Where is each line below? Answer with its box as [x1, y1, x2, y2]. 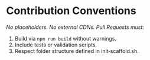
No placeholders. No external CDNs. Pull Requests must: [6, 24, 145, 31]
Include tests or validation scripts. [14, 41, 97, 48]
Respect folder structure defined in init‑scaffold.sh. [14, 47, 139, 54]
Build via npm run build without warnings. [14, 35, 117, 42]
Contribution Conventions [6, 4, 137, 18]
